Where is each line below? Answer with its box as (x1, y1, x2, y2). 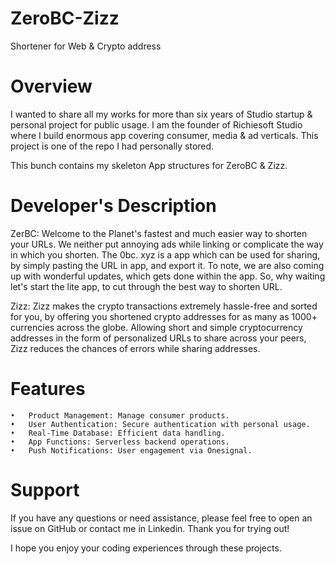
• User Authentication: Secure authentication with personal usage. (10, 419, 311, 429)
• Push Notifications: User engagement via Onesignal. (10, 445, 253, 456)
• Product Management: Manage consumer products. (10, 410, 230, 421)
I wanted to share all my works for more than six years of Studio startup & (10, 108, 313, 120)
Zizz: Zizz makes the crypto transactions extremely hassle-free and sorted (10, 300, 318, 312)
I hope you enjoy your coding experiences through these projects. (10, 542, 282, 554)
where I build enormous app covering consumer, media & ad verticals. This (10, 129, 319, 141)
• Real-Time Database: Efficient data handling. (10, 428, 226, 438)
